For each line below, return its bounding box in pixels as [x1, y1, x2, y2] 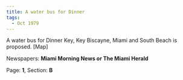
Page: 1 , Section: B [6, 67, 53, 74]
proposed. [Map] [6, 43, 48, 50]
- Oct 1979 [11, 20, 39, 26]
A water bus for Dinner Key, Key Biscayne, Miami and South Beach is [6, 37, 178, 44]
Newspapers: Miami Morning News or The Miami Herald [6, 55, 149, 62]
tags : [6, 15, 20, 21]
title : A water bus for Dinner [6, 8, 85, 15]
